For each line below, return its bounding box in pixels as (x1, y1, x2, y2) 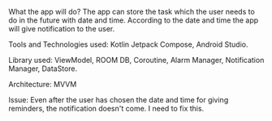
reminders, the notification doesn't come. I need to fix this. (8, 104, 205, 113)
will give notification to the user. (8, 24, 115, 33)
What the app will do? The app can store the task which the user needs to (8, 7, 256, 16)
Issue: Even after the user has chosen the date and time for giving (8, 95, 229, 104)
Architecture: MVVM (8, 80, 77, 89)
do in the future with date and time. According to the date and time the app (8, 15, 259, 25)
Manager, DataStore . (8, 64, 78, 73)
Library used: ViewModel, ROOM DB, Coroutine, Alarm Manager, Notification (8, 56, 265, 65)
